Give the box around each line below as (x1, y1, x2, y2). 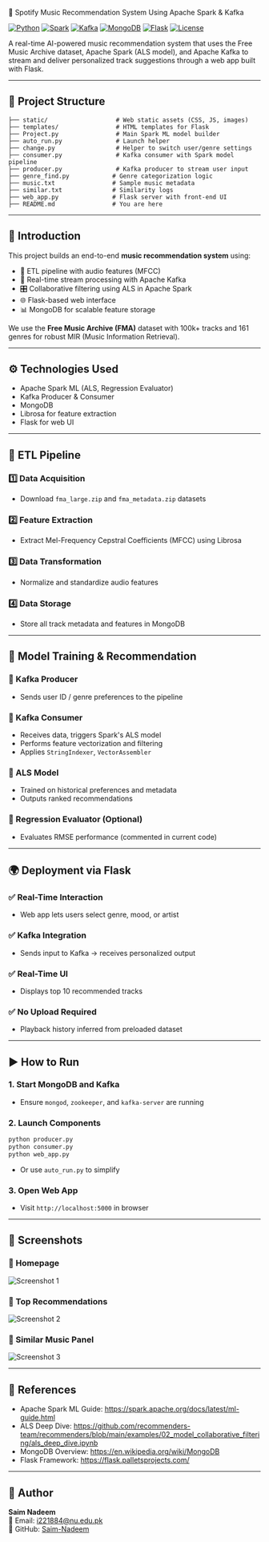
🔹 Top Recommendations (8, 1295, 108, 1307)
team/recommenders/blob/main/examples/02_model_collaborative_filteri (19, 1430, 260, 1440)
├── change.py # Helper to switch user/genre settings (8, 144, 252, 152)
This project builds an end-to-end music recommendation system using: (8, 251, 251, 260)
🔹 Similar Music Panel (8, 1334, 94, 1345)
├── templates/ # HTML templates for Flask (8, 122, 210, 131)
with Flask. (8, 64, 44, 74)
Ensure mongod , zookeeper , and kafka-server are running (19, 1097, 204, 1106)
